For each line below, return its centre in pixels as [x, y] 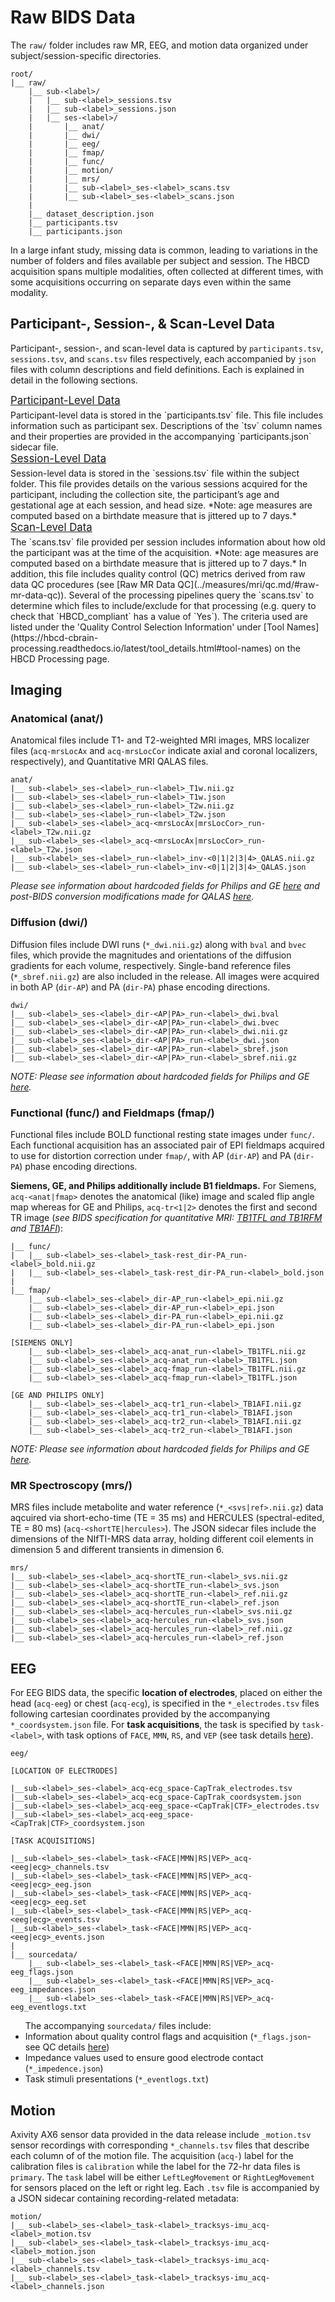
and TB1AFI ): [37, 1228]
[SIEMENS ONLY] [42, 1343]
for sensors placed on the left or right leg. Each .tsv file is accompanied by [165, 2187]
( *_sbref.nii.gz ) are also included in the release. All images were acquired [165, 976]
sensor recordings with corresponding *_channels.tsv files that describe [160, 2145]
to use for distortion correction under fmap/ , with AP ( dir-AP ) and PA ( [153, 1156]
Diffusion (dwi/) [49, 923]
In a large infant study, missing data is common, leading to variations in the [164, 250]
